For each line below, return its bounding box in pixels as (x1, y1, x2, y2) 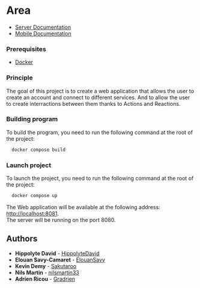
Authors (6, 234, 38, 244)
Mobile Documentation (14, 29, 71, 37)
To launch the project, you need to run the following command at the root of (6, 175, 194, 182)
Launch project (6, 161, 52, 169)
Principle (6, 73, 33, 82)
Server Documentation (14, 23, 71, 31)
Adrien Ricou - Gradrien (14, 275, 75, 283)
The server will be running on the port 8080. (6, 216, 116, 223)
